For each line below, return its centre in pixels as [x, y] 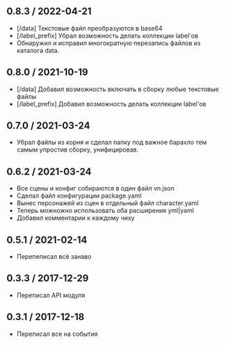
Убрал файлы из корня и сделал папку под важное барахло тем [112, 143]
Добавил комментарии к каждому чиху [75, 218]
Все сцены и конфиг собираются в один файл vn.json [96, 188]
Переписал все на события [57, 334]
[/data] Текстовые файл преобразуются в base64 [89, 28]
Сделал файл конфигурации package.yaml [79, 196]
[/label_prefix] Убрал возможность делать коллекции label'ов [107, 35]
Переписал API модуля [51, 295]
